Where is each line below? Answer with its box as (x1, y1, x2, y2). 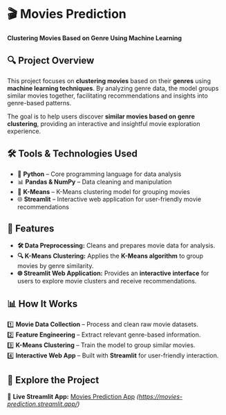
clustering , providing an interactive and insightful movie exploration (7, 119, 200, 127)
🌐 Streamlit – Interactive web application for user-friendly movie (17, 195, 202, 203)
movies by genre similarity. (17, 262, 94, 270)
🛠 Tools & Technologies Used (7, 148, 138, 160)
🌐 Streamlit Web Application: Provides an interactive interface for (17, 269, 209, 278)
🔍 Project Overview (7, 55, 95, 67)
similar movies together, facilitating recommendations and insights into (7, 91, 209, 100)
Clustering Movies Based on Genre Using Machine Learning (7, 33, 182, 42)
